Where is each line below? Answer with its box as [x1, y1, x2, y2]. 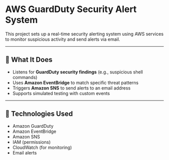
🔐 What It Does [5, 55, 53, 64]
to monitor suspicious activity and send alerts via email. [5, 36, 121, 42]
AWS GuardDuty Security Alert [5, 4, 137, 15]
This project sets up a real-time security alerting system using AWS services [5, 31, 164, 37]
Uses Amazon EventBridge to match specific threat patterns [12, 79, 139, 86]
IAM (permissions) [12, 139, 51, 145]
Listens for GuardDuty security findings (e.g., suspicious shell [12, 69, 143, 75]
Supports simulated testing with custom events [12, 90, 110, 96]
